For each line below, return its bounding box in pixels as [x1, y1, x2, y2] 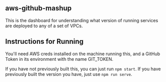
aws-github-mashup [5, 4, 72, 13]
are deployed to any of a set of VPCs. [5, 23, 83, 29]
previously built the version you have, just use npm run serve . [5, 71, 133, 77]
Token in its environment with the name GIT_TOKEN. [5, 56, 114, 62]
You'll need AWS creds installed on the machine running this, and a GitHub [5, 50, 160, 57]
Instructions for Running [5, 37, 84, 46]
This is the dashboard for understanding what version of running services [5, 17, 158, 23]
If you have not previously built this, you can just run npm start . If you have [5, 65, 161, 72]
